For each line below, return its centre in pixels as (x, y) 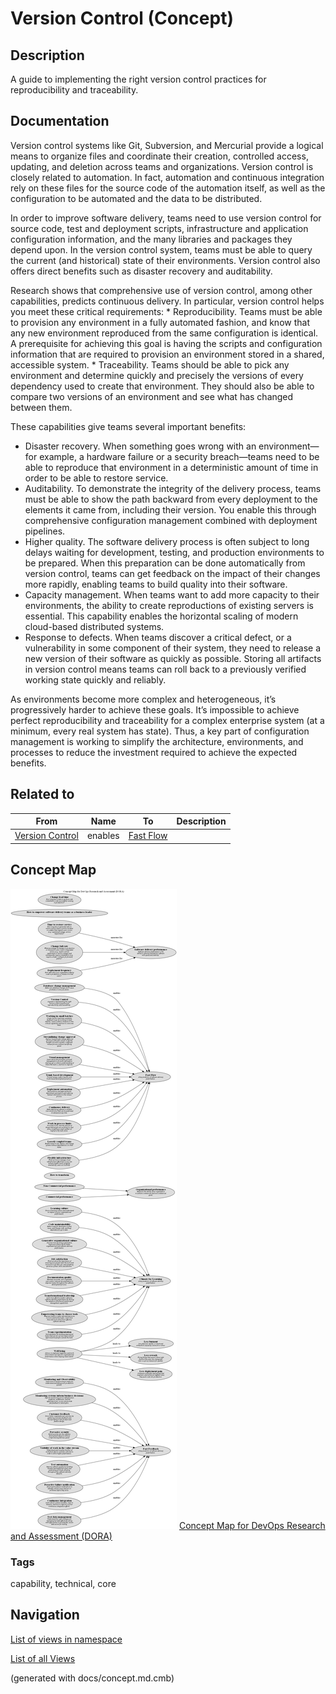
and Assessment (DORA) (61, 1536)
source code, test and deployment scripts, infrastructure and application (159, 228)
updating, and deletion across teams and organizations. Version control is (162, 166)
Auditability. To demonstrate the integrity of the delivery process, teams (173, 488)
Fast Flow (148, 836)
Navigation (45, 1615)
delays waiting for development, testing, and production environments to (174, 552)
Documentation (60, 121)
